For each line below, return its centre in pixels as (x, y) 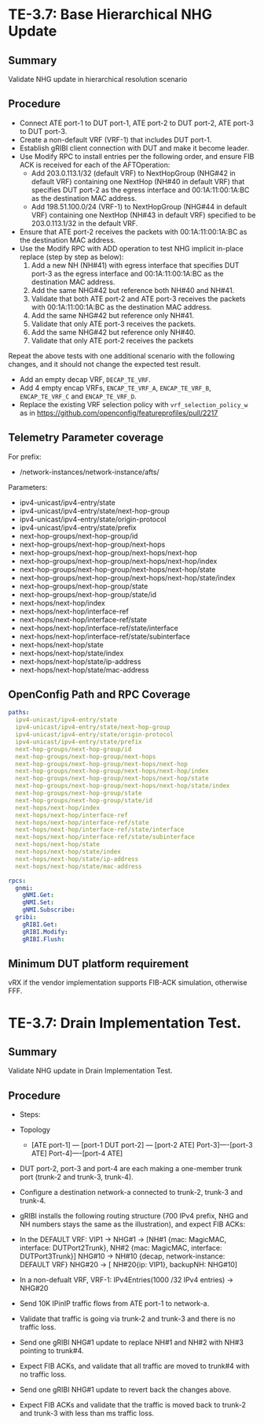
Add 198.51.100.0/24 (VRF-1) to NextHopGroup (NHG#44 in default (139, 206)
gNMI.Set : (38, 903)
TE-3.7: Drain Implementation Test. (125, 1023)
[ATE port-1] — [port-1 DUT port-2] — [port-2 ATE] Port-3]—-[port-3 (142, 1145)
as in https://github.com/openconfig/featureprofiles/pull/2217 (119, 413)
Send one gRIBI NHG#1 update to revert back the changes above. (125, 1390)
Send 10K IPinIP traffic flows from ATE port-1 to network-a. (114, 1303)
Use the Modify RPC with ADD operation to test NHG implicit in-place (131, 248)
